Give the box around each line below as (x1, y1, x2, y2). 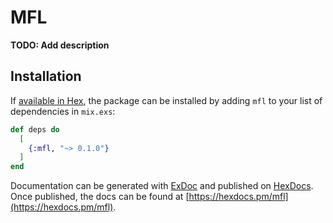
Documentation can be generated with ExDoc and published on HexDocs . (10, 180, 314, 192)
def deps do (10, 124, 60, 135)
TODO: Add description (10, 39, 110, 51)
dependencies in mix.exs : (10, 105, 116, 117)
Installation (10, 68, 82, 85)
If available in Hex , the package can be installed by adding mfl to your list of (10, 94, 323, 106)
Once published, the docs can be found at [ (10, 191, 190, 203)
